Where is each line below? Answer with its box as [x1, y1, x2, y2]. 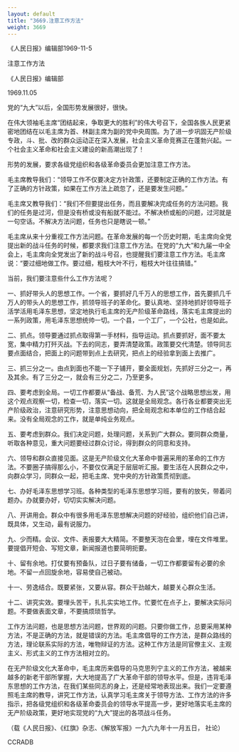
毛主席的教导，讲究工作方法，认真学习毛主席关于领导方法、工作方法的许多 [13, 691, 232, 699]
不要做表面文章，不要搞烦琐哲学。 [19, 607, 119, 616]
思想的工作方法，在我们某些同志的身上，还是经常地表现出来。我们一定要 [13, 681, 225, 691]
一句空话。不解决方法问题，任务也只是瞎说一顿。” [7, 217, 151, 226]
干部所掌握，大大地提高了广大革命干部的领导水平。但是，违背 [38, 673, 219, 681]
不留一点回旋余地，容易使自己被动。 [19, 568, 126, 577]
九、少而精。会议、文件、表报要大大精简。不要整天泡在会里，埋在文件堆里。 [7, 535, 232, 543]
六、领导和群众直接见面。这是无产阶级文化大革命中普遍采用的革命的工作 [7, 454, 219, 463]
